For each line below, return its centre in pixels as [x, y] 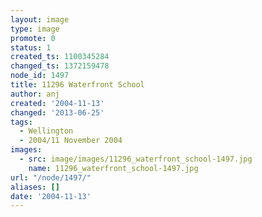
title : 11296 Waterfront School [77, 85]
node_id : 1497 [40, 76]
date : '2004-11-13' [51, 196]
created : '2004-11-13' [57, 103]
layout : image [40, 19]
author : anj [35, 94]
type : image [35, 29]
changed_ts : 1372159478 [60, 66]
